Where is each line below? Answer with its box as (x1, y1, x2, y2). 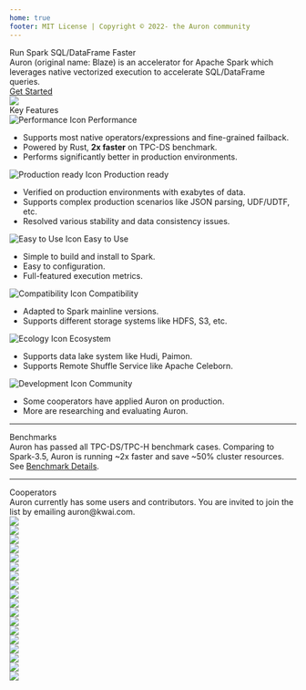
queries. (9, 76, 41, 87)
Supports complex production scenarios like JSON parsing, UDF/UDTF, (22, 196, 291, 207)
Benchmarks (9, 431, 57, 442)
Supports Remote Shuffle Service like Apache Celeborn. (22, 360, 234, 371)
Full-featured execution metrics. (22, 270, 144, 281)
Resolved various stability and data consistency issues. (22, 215, 230, 226)
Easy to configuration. (22, 261, 106, 272)
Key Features (9, 104, 59, 115)
